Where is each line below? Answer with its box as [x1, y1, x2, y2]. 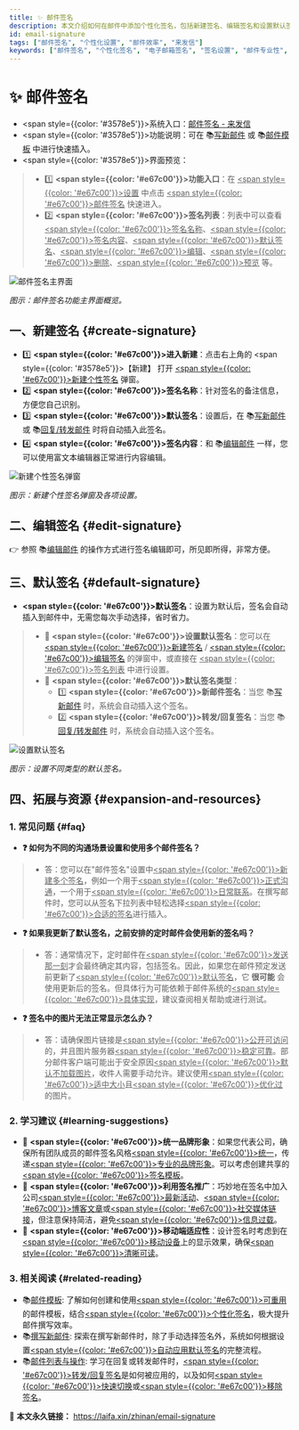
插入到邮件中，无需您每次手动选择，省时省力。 [21, 611, 194, 622]
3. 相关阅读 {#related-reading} [9, 1272, 142, 1285]
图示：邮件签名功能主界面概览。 [9, 295, 126, 306]
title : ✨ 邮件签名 [9, 12, 74, 22]
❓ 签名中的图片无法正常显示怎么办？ [21, 1013, 154, 1024]
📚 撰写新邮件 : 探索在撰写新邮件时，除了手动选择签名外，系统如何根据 [21, 1330, 278, 1341]
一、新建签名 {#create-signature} [9, 323, 198, 339]
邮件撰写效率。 [21, 1320, 77, 1330]
